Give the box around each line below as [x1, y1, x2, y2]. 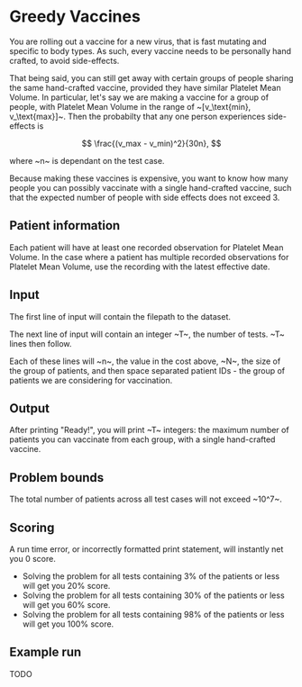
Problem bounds [9, 470, 105, 485]
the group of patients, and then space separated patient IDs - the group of [9, 365, 286, 375]
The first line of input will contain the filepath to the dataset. [9, 311, 232, 321]
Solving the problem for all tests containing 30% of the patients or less [22, 590, 286, 601]
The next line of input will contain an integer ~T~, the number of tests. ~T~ [9, 329, 286, 339]
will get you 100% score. [22, 619, 114, 629]
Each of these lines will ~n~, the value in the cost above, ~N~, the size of [9, 356, 281, 366]
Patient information [9, 218, 121, 233]
